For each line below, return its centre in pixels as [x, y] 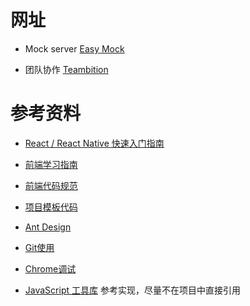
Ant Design [48, 227]
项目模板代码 [51, 207]
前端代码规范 [51, 185]
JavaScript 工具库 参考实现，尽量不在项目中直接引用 [132, 290]
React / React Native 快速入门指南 [94, 143]
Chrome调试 [50, 268]
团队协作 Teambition [66, 69]
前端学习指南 [51, 164]
